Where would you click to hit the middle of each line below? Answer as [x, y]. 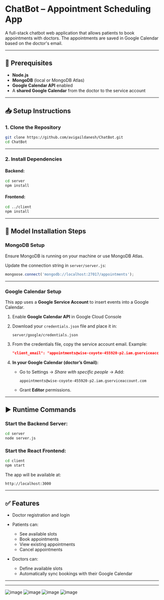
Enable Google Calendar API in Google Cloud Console [67, 316]
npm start [15, 466]
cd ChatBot [16, 142]
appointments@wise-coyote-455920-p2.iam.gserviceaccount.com [83, 381]
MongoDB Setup [25, 245]
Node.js [20, 75]
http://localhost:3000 [28, 484]
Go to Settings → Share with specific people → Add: [72, 372]
